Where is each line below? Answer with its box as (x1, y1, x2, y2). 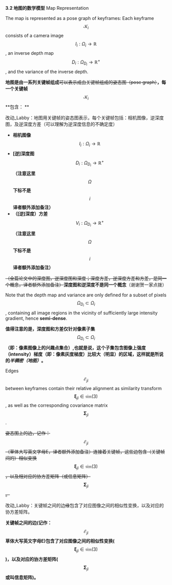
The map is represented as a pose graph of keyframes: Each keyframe (5, 15, 155, 21)
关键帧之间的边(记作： (5, 519, 52, 526)
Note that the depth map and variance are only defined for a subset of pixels (5, 292, 167, 298)
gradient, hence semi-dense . (5, 315, 68, 321)
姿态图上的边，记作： (5, 430, 50, 437)
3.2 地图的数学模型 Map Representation (5, 5, 89, 11)
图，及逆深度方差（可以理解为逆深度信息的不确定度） (5, 121, 118, 127)
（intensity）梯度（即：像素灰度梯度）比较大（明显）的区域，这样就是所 (5, 351, 160, 357)
